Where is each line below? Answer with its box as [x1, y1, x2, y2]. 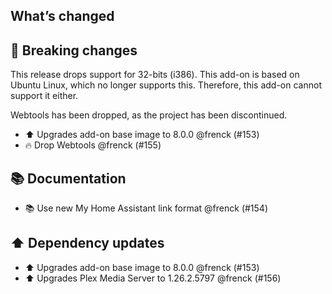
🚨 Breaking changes [10, 42, 138, 59]
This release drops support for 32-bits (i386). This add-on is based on [10, 69, 300, 81]
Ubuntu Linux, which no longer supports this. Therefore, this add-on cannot [10, 79, 322, 91]
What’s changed [10, 8, 115, 25]
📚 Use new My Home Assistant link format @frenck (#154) [24, 202, 269, 214]
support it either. [10, 90, 79, 102]
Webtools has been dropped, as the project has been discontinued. [10, 109, 288, 121]
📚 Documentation [10, 170, 127, 187]
